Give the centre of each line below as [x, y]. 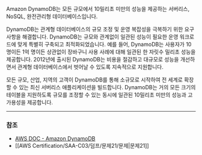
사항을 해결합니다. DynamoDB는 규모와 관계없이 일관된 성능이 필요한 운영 [92, 37]
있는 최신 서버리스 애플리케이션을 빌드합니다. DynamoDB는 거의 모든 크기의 [107, 87]
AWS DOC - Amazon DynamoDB [55, 139]
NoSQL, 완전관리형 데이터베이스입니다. [52, 16]
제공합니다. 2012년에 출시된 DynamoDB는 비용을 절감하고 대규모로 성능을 [93, 59]
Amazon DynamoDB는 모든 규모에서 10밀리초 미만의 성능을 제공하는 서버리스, [98, 9]
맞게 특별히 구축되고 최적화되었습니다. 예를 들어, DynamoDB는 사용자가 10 [104, 44]
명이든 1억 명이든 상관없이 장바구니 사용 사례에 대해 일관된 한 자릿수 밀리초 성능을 [101, 52]
